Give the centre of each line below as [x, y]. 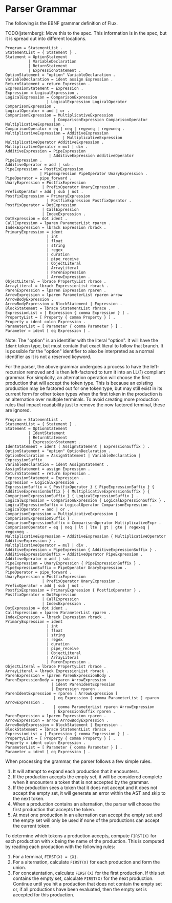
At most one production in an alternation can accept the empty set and [87, 815]
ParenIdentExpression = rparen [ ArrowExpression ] [61, 693]
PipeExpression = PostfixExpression [44, 169]
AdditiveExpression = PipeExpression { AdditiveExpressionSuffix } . [81, 549]
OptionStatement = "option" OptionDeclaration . [58, 451]
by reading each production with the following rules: [60, 847]
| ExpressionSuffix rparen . [84, 711]
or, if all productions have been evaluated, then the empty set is [80, 889]
